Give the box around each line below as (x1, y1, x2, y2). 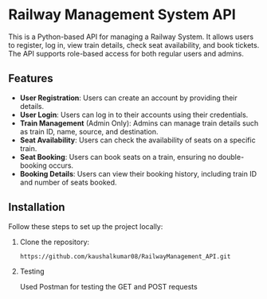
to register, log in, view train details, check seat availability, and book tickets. (8, 40, 260, 49)
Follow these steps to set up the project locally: (8, 221, 163, 231)
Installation (8, 200, 65, 214)
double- (218, 152, 245, 161)
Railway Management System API (8, 6, 237, 24)
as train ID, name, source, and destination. (19, 126, 159, 136)
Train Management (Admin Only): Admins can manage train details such (19, 118, 259, 128)
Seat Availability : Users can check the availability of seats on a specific (19, 135, 257, 145)
